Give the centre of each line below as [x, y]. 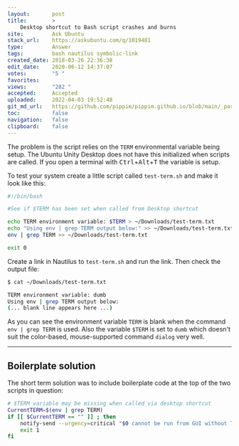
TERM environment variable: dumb [57, 295]
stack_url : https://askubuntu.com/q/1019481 [79, 41]
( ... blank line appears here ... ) [60, 308]
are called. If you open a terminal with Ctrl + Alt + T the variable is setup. [114, 161]
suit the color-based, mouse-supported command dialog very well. [106, 337]
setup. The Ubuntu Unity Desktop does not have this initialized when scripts [118, 154]
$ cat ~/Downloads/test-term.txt [57, 282]
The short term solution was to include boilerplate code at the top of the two [119, 383]
